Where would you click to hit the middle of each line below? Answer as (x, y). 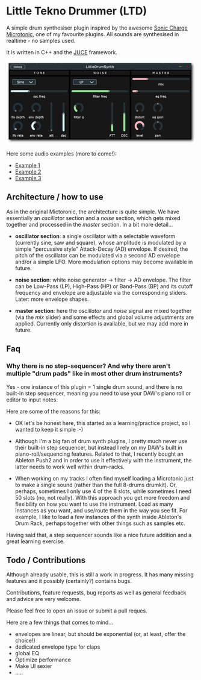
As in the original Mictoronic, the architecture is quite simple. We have (93, 212)
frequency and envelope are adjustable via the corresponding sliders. (101, 292)
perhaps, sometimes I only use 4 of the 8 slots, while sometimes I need (103, 491)
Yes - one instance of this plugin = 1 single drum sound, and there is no (94, 386)
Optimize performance (43, 660)
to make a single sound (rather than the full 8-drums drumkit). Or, (96, 485)
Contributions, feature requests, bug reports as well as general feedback (96, 593)
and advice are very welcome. (44, 599)
